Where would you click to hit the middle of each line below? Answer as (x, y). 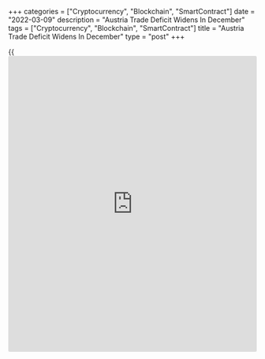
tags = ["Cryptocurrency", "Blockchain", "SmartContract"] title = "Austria (126, 28)
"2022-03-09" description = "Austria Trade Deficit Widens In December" (127, 20)
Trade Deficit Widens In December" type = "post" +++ (97, 36)
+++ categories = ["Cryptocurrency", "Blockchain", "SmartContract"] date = (132, 11)
